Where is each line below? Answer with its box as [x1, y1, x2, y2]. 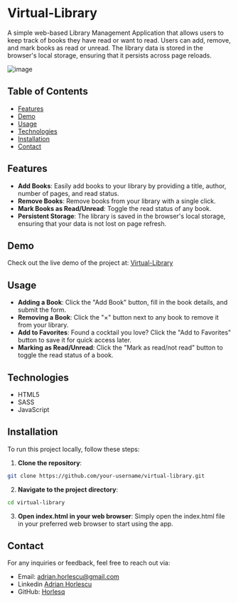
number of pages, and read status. [17, 189, 119, 197]
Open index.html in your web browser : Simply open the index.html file [17, 511, 225, 520]
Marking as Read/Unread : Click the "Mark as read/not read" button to [17, 343, 224, 352]
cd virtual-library [7, 499, 65, 506]
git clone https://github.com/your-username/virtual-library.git [7, 472, 205, 479]
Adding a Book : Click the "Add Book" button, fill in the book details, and [17, 298, 228, 307]
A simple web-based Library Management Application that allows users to [7, 28, 224, 37]
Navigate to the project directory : [17, 485, 119, 494]
